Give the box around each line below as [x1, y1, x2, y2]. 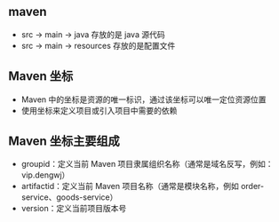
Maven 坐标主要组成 [8, 134, 121, 149]
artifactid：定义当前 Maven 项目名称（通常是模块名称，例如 [20, 181, 239, 192]
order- [240, 181, 264, 192]
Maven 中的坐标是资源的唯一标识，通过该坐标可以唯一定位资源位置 [20, 94, 267, 105]
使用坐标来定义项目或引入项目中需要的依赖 [20, 105, 178, 115]
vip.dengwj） [20, 170, 70, 180]
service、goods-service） [20, 192, 118, 202]
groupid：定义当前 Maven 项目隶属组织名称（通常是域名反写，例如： [20, 159, 274, 170]
